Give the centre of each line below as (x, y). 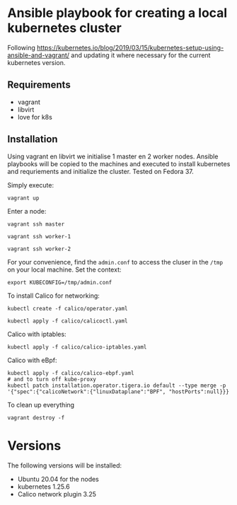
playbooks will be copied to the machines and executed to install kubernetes (119, 163)
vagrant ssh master (36, 224)
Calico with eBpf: (32, 360)
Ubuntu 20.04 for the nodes (58, 479)
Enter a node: (27, 211)
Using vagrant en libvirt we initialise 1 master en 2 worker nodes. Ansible (113, 156)
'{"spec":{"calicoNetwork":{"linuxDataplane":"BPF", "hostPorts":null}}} (118, 391)
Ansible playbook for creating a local (117, 13)
